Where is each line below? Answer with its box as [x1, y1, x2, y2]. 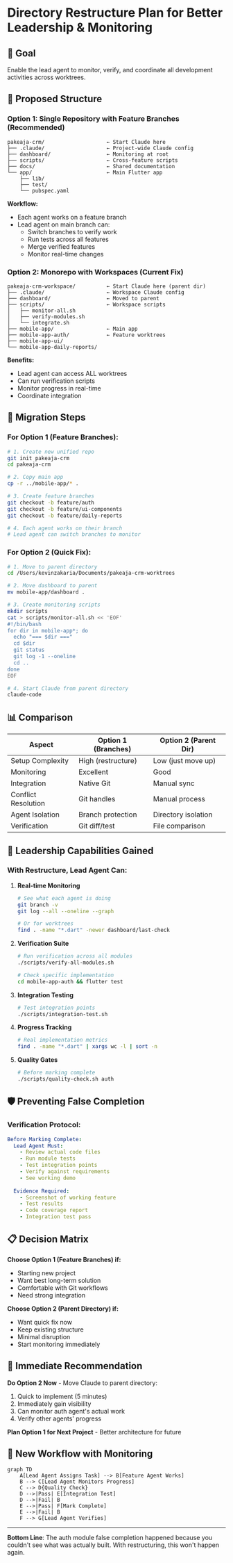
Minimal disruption [17, 1332, 71, 1341]
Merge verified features [27, 242, 96, 251]
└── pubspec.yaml [19, 187, 70, 194]
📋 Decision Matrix [7, 1234, 89, 1245]
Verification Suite [17, 940, 69, 948]
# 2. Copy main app [7, 474, 64, 481]
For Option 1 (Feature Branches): [7, 432, 119, 442]
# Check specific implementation [17, 972, 114, 979]
